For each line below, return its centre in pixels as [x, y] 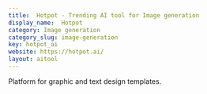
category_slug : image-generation [63, 37]
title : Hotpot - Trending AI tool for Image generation [104, 15]
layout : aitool [33, 60]
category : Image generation [55, 30]
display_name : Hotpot [45, 23]
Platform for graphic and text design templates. [85, 81]
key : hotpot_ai [33, 45]
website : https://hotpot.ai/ [56, 52]
